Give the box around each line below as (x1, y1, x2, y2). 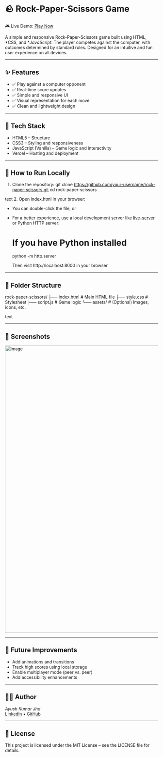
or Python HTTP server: (12, 220, 60, 226)
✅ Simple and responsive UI (12, 92, 68, 98)
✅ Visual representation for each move (12, 97, 90, 103)
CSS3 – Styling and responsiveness (12, 140, 83, 145)
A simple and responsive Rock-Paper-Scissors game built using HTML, (5, 34, 147, 40)
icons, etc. (5, 305, 26, 310)
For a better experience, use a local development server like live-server (12, 215, 155, 221)
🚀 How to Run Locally (5, 169, 70, 177)
